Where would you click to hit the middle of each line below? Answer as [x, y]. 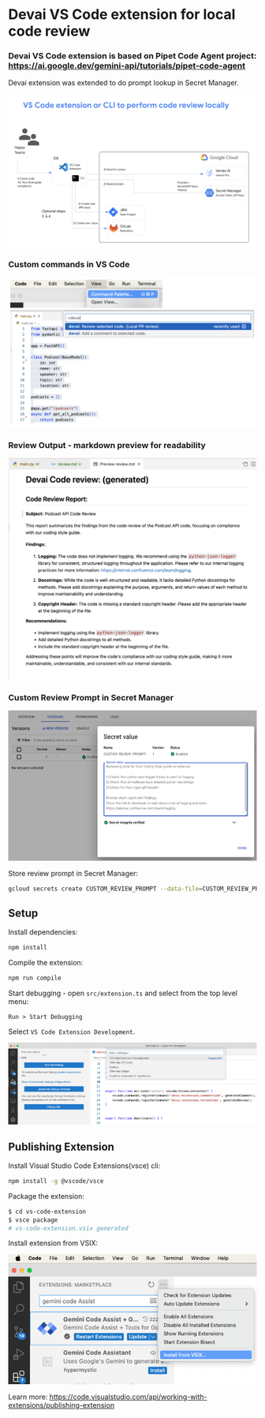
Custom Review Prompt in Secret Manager [91, 697]
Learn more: [28, 1397]
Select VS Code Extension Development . [72, 1032]
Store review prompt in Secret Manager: [73, 873]
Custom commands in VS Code [69, 264]
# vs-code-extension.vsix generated [68, 1228]
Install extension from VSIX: [53, 1243]
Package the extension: [47, 1196]
